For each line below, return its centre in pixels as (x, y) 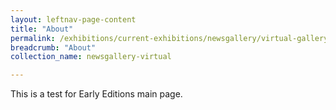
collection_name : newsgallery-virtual (91, 57)
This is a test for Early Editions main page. (96, 94)
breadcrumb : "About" (53, 47)
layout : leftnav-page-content (73, 19)
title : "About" (42, 29)
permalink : (33, 38)
